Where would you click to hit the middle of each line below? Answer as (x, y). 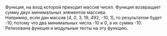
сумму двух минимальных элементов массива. (56, 12)
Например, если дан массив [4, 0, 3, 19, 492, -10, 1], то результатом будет (83, 18)
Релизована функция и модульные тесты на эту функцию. (67, 28)
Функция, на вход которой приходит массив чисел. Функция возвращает (83, 7)
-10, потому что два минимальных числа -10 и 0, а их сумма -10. (74, 23)
